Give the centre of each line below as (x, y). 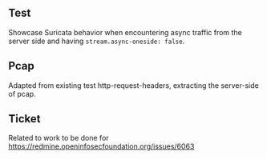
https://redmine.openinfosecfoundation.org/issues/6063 (101, 146)
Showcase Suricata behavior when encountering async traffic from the (125, 32)
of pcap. (22, 93)
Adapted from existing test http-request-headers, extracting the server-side (133, 85)
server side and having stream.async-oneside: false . (97, 41)
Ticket (24, 119)
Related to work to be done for (59, 138)
